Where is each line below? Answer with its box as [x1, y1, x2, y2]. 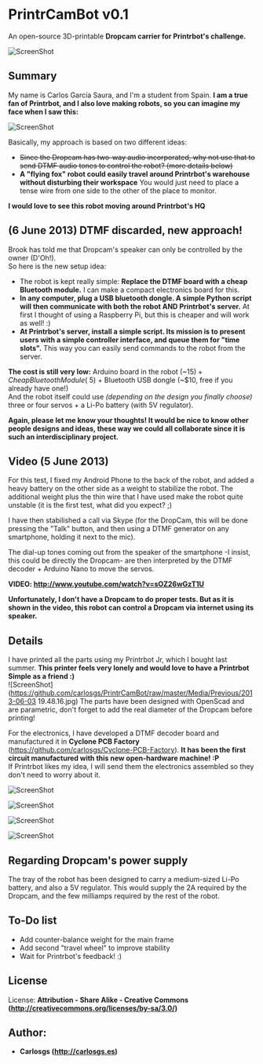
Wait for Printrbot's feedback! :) [19, 951, 122, 960]
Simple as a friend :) [8, 672, 75, 681]
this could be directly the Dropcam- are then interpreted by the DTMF [8, 556, 233, 566]
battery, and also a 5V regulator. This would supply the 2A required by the [8, 883, 247, 892]
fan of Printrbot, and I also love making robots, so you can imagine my [8, 98, 241, 107]
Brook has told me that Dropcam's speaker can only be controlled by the [8, 245, 243, 254]
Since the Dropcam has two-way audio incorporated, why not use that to [19, 152, 255, 162]
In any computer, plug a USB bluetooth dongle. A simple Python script [19, 293, 252, 303]
